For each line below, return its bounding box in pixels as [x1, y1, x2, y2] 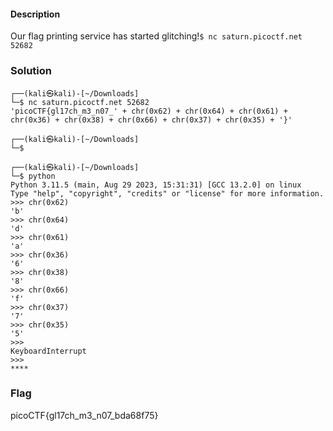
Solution [10, 64, 53, 78]
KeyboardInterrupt [10, 346, 87, 356]
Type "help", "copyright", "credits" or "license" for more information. [10, 188, 325, 199]
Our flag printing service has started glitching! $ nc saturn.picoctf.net [10, 30, 303, 42]
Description [10, 8, 61, 20]
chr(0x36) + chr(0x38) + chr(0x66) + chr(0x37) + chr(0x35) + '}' [10, 115, 293, 125]
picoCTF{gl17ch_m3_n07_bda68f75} [10, 409, 159, 421]
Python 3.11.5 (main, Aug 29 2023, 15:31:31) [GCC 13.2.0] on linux [10, 180, 302, 190]
